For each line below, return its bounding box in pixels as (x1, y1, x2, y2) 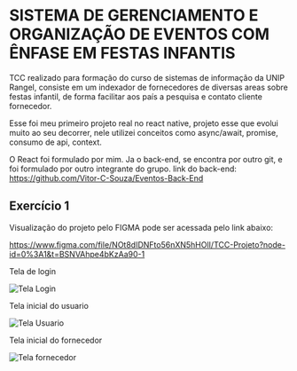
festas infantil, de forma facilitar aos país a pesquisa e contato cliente (9, 91, 263, 102)
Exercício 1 (9, 199, 70, 214)
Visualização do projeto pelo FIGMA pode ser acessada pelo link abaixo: (9, 222, 273, 233)
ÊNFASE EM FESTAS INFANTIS (9, 43, 236, 63)
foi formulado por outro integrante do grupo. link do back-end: (9, 163, 238, 174)
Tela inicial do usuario (9, 300, 89, 311)
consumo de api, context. (9, 137, 102, 147)
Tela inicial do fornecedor (9, 335, 103, 345)
